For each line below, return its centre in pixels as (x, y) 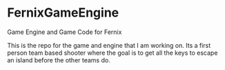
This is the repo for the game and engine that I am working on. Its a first (109, 45)
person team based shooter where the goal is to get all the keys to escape (112, 53)
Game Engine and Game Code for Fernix (65, 32)
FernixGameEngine (63, 13)
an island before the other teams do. (59, 60)
